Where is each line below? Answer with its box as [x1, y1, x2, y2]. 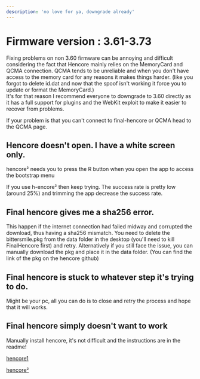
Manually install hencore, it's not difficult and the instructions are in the [6, 337, 181, 344]
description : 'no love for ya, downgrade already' [6, 8, 135, 15]
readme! [6, 343, 27, 350]
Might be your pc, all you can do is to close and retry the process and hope [6, 297, 191, 304]
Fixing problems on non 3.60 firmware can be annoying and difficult [6, 54, 173, 62]
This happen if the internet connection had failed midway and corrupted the [6, 223, 193, 230]
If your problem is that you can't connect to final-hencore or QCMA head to [6, 117, 192, 124]
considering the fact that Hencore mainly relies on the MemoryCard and [6, 60, 183, 68]
